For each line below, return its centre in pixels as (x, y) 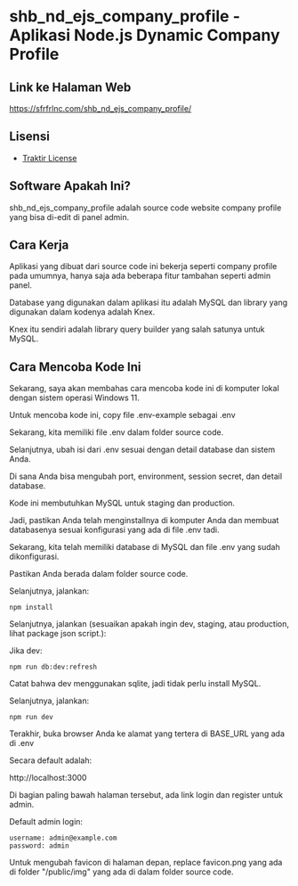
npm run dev (31, 718)
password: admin (39, 846)
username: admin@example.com (63, 838)
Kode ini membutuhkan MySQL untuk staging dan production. (122, 503)
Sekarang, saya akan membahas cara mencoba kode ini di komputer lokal (145, 389)
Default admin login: (46, 822)
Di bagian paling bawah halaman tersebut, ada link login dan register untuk (146, 795)
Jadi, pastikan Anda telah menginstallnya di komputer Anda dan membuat (144, 521)
